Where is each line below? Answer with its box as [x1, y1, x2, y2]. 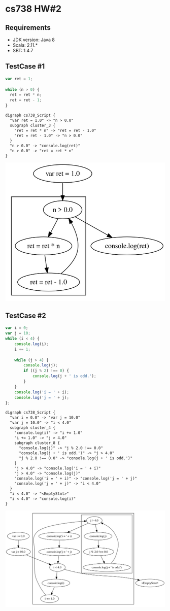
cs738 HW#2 [5, 3, 62, 15]
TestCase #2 [5, 311, 47, 320]
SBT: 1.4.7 [12, 48, 33, 53]
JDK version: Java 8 [12, 37, 55, 43]
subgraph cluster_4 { [10, 425, 56, 430]
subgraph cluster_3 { [10, 123, 56, 128]
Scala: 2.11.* [12, 42, 38, 48]
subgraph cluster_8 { [14, 440, 60, 446]
